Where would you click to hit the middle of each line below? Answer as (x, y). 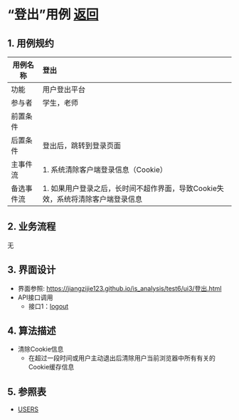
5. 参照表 (27, 392)
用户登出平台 (64, 89)
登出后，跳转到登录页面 (81, 145)
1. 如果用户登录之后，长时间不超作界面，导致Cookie (129, 188)
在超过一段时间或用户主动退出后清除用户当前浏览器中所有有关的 (122, 358)
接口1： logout (48, 306)
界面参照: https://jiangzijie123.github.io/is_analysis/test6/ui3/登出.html (119, 288)
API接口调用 (35, 297)
